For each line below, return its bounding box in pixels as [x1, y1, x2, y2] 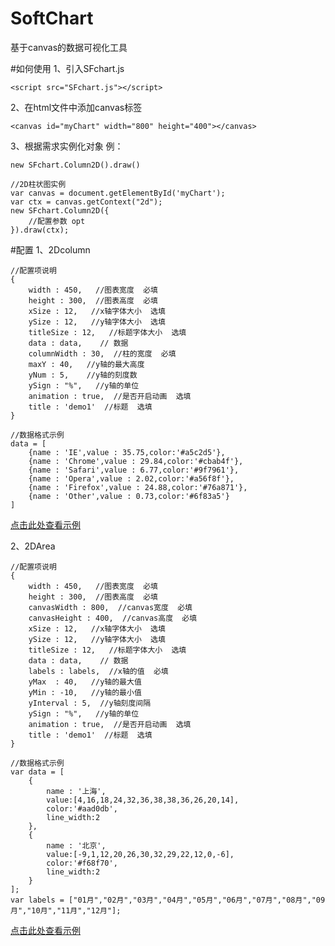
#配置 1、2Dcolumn [10, 243, 91, 256]
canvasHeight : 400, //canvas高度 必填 [28, 613, 198, 623]
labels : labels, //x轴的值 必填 [28, 666, 169, 676]
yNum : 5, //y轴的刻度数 [28, 370, 138, 380]
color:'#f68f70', [46, 858, 118, 868]
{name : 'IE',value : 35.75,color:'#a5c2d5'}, [28, 447, 226, 457]
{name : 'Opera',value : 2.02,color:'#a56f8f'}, [28, 473, 235, 484]
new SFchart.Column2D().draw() [10, 160, 141, 170]
